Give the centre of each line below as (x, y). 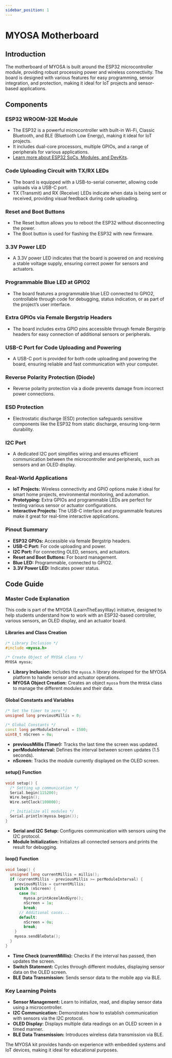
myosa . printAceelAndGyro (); (53, 898)
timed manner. (28, 1029)
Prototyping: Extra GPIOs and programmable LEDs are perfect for (82, 500)
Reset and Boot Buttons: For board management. (65, 557)
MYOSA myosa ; (19, 662)
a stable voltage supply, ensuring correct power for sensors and (80, 263)
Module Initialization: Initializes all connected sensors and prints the (85, 842)
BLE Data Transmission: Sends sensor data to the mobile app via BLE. (87, 978)
